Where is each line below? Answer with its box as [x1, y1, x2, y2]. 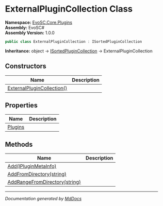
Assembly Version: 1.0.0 [5, 30, 55, 35]
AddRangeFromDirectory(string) [7, 179, 81, 186]
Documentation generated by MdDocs [5, 196, 81, 202]
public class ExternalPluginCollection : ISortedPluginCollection [5, 39, 142, 44]
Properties [5, 101, 38, 110]
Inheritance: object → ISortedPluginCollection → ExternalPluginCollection [5, 48, 153, 54]
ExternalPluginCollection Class [5, 3, 133, 15]
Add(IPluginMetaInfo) [7, 163, 57, 170]
